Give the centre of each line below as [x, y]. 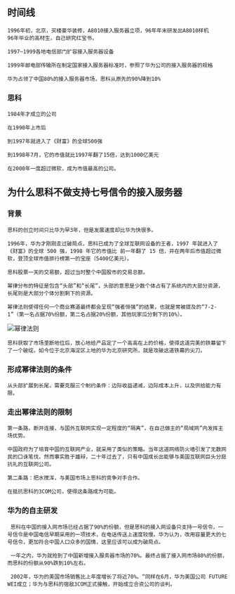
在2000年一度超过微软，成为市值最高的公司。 [63, 169]
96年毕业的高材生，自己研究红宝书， [52, 38]
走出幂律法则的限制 [40, 412]
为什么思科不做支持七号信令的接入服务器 [95, 192]
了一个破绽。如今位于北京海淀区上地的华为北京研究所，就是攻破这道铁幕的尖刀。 [106, 350]
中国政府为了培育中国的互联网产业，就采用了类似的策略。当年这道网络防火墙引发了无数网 [117, 450]
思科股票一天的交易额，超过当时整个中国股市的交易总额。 [78, 272]
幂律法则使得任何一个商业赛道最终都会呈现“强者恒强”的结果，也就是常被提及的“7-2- [112, 307]
